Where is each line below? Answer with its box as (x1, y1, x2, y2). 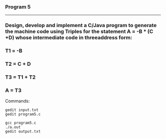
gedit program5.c (5, 112, 41, 117)
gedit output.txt (5, 129, 41, 134)
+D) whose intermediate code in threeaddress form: (5, 34, 132, 41)
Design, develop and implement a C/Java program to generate (5, 22, 157, 29)
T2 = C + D (5, 60, 31, 67)
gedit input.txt (5, 108, 39, 112)
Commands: (5, 98, 30, 104)
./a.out (5, 125, 21, 130)
